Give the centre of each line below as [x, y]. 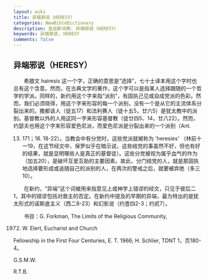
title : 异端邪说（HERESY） [44, 17]
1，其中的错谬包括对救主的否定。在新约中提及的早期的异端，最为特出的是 [103, 196]
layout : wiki [30, 12]
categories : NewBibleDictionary [53, 23]
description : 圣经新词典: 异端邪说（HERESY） [66, 28]
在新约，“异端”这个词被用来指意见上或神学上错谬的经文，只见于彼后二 [110, 188]
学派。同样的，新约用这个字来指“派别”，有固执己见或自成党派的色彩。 [110, 96]
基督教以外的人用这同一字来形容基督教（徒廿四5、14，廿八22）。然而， [111, 118]
